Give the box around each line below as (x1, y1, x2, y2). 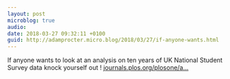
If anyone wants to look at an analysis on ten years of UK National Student (7, 56, 223, 64)
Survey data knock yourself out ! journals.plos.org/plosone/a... (7, 63, 189, 72)
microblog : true (7, 17, 55, 24)
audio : (7, 23, 27, 30)
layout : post (7, 10, 46, 18)
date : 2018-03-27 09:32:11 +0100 (7, 30, 106, 37)
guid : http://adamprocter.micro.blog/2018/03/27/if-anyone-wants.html (7, 37, 219, 44)
